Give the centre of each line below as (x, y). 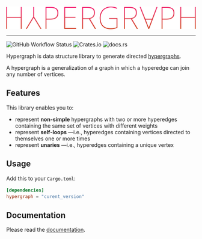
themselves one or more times (53, 138)
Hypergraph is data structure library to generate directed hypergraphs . (94, 56)
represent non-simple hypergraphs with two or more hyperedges (96, 119)
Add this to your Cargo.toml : (41, 178)
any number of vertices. (36, 74)
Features (23, 93)
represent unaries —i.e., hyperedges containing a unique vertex (94, 144)
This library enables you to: (40, 107)
